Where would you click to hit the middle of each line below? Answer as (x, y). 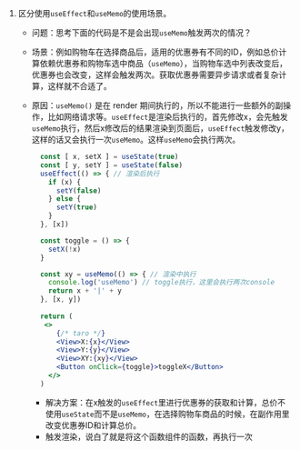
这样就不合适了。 (80, 86)
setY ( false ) (79, 190)
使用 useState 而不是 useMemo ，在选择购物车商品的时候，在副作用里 (167, 414)
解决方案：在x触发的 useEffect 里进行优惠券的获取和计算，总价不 (165, 402)
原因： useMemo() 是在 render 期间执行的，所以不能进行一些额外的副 (157, 105)
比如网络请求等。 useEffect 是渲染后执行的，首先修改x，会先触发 (168, 117)
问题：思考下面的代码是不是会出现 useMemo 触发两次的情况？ (141, 33)
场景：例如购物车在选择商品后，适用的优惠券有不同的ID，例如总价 (155, 52)
